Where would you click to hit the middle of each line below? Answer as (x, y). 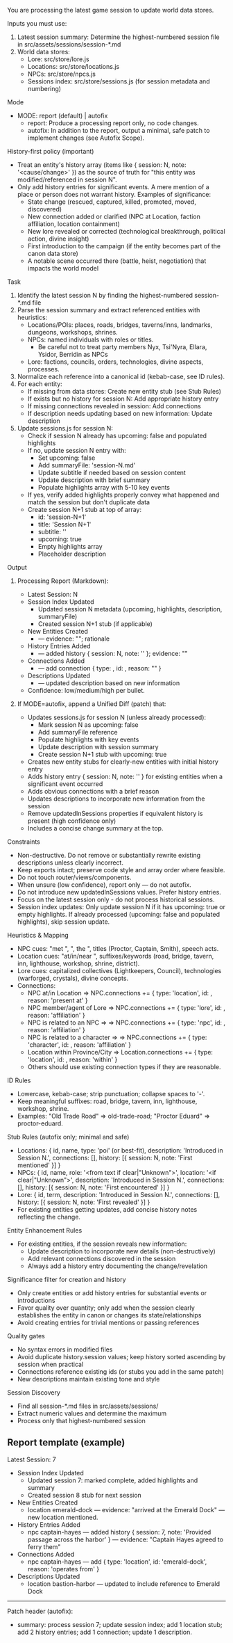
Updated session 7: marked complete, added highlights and (113, 1480)
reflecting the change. (49, 1217)
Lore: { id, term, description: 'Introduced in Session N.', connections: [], (119, 1195)
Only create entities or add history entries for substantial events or (112, 1293)
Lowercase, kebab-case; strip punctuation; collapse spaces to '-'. (111, 1094)
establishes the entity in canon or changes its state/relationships (109, 1315)
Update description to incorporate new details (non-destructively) (122, 1251)
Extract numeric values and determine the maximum (92, 1413)
